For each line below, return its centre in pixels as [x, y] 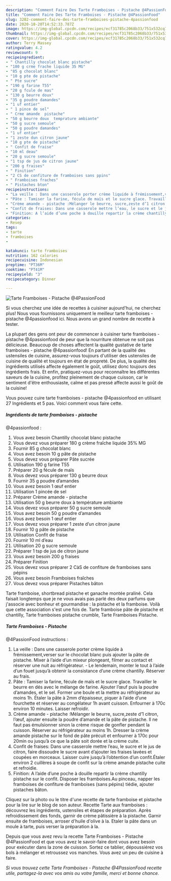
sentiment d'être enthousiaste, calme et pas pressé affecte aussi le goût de [84, 382]
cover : [13, 39]
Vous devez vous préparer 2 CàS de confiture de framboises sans [82, 567]
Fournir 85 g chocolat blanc [42, 448]
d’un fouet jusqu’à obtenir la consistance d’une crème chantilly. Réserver [89, 671]
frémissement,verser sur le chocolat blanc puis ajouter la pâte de [81, 654]
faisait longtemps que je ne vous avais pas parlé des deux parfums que [80, 598]
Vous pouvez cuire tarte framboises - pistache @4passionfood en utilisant [83, 398]
